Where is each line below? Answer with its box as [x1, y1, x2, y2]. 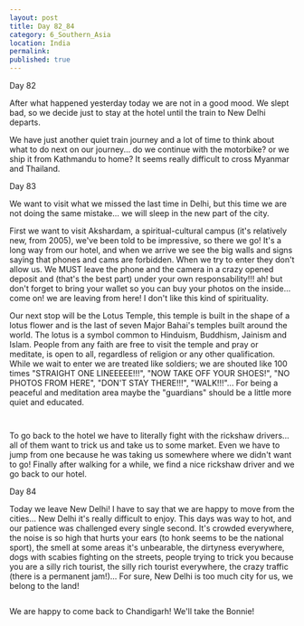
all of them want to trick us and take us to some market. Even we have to [9, 440, 280, 451]
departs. [9, 117, 41, 128]
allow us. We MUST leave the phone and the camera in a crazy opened [9, 264, 274, 274]
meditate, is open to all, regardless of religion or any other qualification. [9, 349, 276, 359]
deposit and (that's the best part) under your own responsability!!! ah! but [9, 273, 283, 284]
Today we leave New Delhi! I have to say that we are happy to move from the [9, 504, 295, 514]
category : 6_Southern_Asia [9, 30, 111, 39]
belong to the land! [9, 581, 80, 591]
